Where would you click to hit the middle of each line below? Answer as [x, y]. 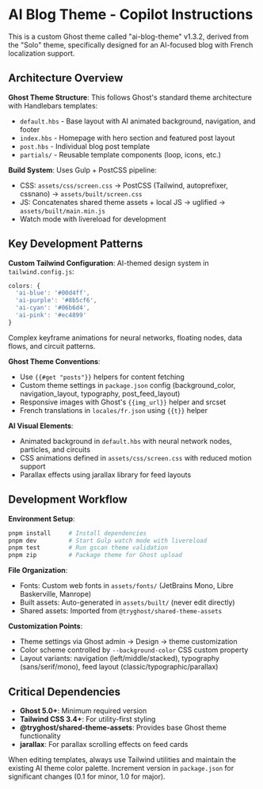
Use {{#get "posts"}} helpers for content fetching [102, 377]
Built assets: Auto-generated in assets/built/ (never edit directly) [127, 602]
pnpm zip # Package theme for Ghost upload [95, 556]
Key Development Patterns [76, 244]
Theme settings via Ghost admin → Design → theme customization [128, 642]
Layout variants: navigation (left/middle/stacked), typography [120, 658]
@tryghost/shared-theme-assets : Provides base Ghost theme [123, 727]
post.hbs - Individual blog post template [85, 146]
